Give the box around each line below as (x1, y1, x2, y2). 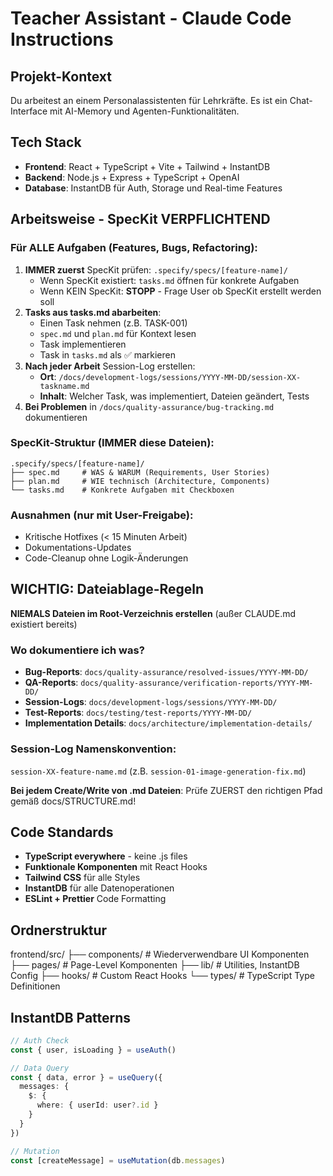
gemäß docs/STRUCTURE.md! (10, 795, 137, 807)
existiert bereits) (10, 618, 78, 630)
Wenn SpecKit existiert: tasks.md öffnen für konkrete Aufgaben (39, 274, 300, 286)
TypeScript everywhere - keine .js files (24, 850, 188, 862)
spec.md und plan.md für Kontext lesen (39, 327, 197, 339)
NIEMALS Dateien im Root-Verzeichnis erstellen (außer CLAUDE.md (10, 607, 297, 619)
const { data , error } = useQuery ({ (10, 1072, 163, 1082)
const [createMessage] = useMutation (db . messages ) (10, 1155, 226, 1166)
